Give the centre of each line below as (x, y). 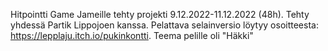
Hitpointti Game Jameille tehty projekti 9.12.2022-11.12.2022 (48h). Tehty (160, 14)
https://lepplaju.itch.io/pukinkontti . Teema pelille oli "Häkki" (132, 35)
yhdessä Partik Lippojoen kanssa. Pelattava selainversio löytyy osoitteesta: (164, 25)
